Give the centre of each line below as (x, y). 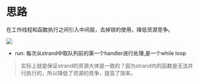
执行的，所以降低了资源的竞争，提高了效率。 (81, 73)
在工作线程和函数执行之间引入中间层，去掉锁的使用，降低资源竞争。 (90, 29)
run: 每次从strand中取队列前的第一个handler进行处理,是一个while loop (100, 53)
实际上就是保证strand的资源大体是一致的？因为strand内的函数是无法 (104, 65)
